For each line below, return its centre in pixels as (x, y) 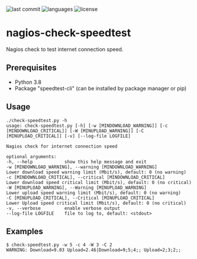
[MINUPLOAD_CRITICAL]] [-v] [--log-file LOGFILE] (69, 136)
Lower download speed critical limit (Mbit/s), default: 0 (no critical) (99, 182)
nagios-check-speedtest (69, 33)
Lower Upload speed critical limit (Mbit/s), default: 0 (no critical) (96, 203)
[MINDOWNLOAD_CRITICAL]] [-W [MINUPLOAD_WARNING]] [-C (75, 131)
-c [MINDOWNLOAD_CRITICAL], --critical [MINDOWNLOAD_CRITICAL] (86, 177)
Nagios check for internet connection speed (62, 146)
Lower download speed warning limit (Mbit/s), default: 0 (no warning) (96, 172)
